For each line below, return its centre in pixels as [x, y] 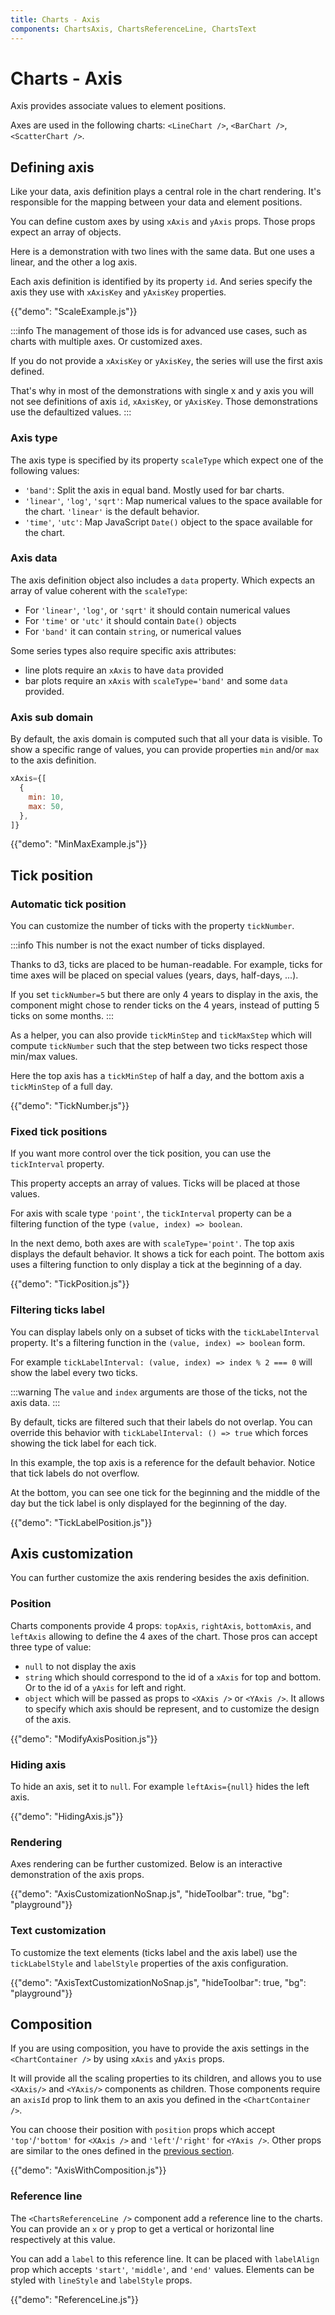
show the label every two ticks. [74, 1372]
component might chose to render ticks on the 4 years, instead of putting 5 [165, 1005]
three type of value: [51, 1647]
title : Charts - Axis [55, 19]
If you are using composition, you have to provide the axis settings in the [160, 2048]
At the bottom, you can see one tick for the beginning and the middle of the [165, 1492]
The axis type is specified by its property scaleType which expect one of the [167, 460]
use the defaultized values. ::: [71, 412]
